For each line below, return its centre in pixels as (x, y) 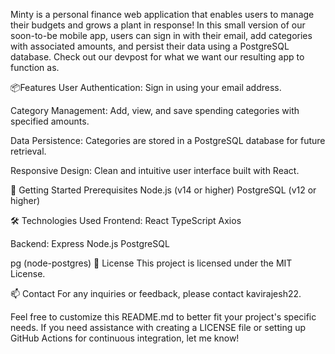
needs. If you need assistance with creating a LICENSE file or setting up (158, 327)
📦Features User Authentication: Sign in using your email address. (146, 87)
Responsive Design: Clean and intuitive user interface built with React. (155, 170)
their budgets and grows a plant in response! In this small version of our (158, 25)
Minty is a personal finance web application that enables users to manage (162, 14)
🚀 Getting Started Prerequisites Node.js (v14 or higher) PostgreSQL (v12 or (163, 190)
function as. (35, 67)
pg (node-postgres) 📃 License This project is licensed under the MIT (151, 263)
